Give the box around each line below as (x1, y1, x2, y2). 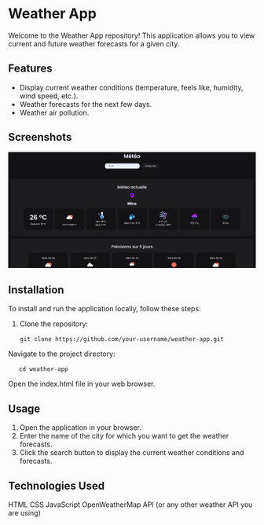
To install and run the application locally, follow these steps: (8, 304, 202, 314)
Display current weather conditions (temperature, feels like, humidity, (19, 83, 244, 92)
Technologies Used (8, 479, 104, 492)
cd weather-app (18, 365, 68, 373)
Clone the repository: (19, 319, 89, 329)
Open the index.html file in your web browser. (8, 379, 156, 389)
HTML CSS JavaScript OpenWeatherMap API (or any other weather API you (8, 500, 253, 509)
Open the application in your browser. (19, 423, 142, 432)
